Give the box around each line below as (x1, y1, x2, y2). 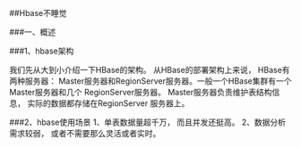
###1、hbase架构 (9, 45, 74, 56)
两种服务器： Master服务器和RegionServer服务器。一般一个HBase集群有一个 (9, 76, 292, 86)
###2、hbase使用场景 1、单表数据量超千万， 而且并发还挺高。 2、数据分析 (9, 117, 287, 127)
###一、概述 (9, 27, 56, 37)
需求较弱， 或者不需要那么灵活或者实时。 (9, 128, 161, 138)
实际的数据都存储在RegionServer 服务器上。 (26, 98, 190, 109)
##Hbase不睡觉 (9, 8, 67, 18)
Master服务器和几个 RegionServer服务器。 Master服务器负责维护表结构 (9, 87, 272, 97)
